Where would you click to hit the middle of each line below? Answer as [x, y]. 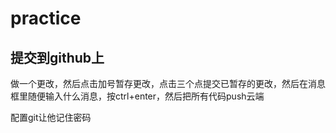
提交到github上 [57, 57]
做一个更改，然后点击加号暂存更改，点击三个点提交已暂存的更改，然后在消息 [168, 83]
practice [46, 18]
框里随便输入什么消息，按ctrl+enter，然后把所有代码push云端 [137, 96]
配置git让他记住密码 [51, 117]
